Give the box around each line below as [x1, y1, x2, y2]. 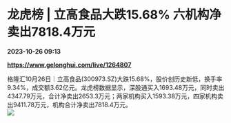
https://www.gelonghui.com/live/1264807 [7, 60, 132, 69]
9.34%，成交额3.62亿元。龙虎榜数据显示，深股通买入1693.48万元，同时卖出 [7, 83, 225, 91]
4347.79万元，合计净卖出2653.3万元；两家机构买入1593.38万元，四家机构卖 [7, 91, 224, 100]
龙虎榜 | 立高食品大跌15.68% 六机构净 [7, 7, 222, 23]
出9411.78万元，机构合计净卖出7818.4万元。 [7, 100, 132, 109]
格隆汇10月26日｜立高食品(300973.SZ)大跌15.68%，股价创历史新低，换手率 [7, 74, 223, 83]
